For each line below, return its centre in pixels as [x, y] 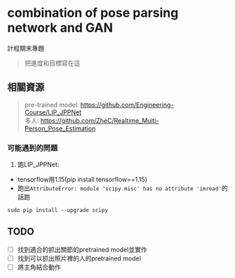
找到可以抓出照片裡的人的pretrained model [79, 258]
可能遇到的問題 [33, 147]
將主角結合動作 [39, 267]
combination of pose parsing [93, 13]
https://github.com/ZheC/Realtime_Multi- [100, 120]
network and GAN [60, 28]
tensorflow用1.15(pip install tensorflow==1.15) [82, 180]
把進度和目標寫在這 [52, 63]
